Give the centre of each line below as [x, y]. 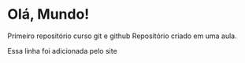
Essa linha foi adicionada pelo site [62, 51]
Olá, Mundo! [48, 14]
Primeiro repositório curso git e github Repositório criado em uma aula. [122, 36]
